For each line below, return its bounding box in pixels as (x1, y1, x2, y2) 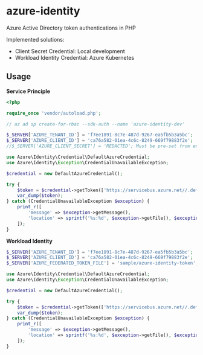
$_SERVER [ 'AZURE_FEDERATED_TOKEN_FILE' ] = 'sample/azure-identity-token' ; (6, 260, 199, 266)
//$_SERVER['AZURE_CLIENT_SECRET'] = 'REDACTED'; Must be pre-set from (6, 143, 190, 149)
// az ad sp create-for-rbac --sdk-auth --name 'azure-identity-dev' (6, 121, 185, 127)
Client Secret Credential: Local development (14, 47, 125, 55)
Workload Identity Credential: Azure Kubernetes (14, 54, 135, 61)
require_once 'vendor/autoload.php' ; (6, 110, 101, 116)
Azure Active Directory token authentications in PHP (6, 24, 136, 31)
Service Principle (6, 88, 50, 95)
